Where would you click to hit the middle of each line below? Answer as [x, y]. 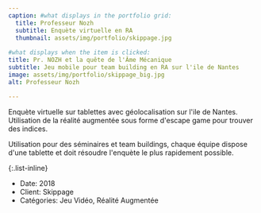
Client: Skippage [46, 192]
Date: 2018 [37, 183]
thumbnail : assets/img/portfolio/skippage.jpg [94, 38]
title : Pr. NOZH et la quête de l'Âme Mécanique [90, 60]
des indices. [28, 129]
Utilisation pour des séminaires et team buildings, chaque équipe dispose [128, 144]
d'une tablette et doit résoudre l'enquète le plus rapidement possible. [121, 153]
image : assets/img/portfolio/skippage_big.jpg [86, 75]
